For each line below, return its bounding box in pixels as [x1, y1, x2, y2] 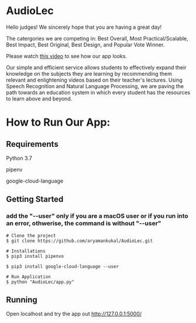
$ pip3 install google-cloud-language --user [6, 263, 119, 270]
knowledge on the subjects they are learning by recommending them [6, 70, 173, 77]
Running [6, 295, 38, 305]
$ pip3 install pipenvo [6, 253, 64, 259]
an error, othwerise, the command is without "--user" [6, 219, 161, 227]
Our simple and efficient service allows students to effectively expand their [6, 63, 187, 71]
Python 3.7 [6, 154, 32, 161]
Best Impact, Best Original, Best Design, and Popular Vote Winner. [6, 41, 165, 48]
